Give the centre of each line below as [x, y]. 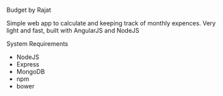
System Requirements [37, 44]
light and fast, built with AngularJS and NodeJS [73, 31]
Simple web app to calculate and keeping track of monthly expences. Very [111, 23]
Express [28, 64]
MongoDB [30, 72]
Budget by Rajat [29, 10]
